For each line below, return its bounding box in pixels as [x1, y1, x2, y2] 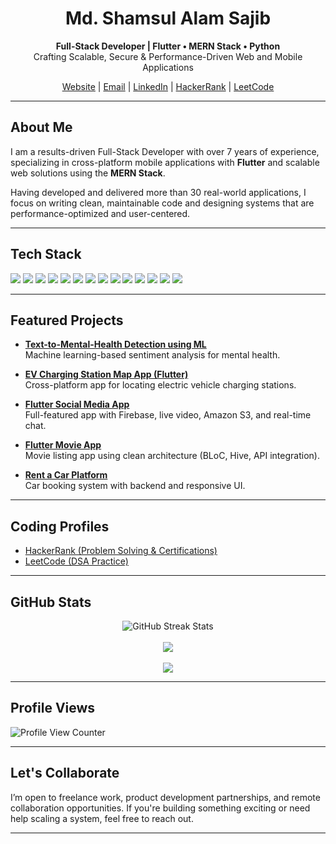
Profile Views [10, 700, 96, 717]
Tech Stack [10, 246, 82, 263]
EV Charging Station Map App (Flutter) [24, 368, 189, 381]
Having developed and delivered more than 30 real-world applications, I [10, 186, 307, 198]
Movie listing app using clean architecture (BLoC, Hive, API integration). [24, 450, 320, 462]
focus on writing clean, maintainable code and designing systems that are [10, 197, 315, 209]
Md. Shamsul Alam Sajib [64, 7, 272, 30]
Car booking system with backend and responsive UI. [24, 480, 246, 492]
